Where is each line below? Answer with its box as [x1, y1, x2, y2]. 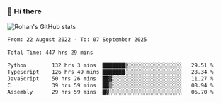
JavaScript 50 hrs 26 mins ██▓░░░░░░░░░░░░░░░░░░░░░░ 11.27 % [7, 75, 214, 82]
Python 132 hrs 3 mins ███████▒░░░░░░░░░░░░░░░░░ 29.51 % [7, 62, 214, 70]
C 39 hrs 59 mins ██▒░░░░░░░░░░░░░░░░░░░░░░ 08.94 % [7, 82, 214, 89]
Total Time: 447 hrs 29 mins [7, 49, 93, 56]
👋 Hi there [7, 6, 42, 16]
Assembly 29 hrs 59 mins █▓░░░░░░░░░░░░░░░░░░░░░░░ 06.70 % [7, 88, 214, 95]
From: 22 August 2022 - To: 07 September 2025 [7, 36, 147, 43]
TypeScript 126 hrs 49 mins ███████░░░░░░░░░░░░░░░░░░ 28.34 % [7, 68, 214, 75]
